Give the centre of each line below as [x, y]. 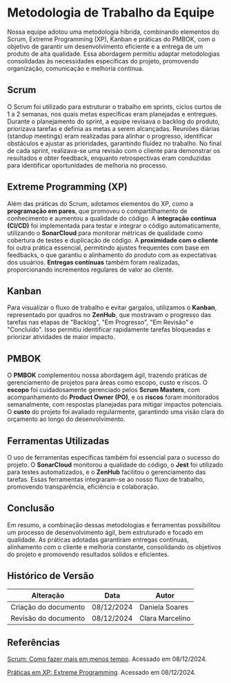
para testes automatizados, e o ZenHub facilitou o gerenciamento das [107, 472]
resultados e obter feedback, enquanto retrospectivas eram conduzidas [109, 158]
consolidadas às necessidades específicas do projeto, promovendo [103, 61]
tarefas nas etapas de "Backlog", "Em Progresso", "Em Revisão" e [101, 323]
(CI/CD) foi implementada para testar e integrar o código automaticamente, [114, 225]
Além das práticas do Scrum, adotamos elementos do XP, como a [100, 203]
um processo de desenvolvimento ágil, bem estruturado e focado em [105, 532]
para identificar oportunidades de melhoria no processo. [87, 165]
